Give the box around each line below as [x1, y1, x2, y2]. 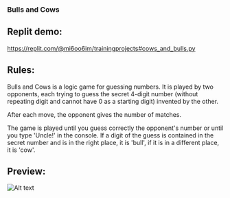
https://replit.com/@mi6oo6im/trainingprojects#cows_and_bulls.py [7, 44, 196, 52]
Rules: [7, 64, 35, 76]
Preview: [7, 165, 46, 177]
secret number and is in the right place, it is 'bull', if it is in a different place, [7, 138, 220, 146]
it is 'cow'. [7, 146, 36, 154]
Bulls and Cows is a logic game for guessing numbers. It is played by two [7, 82, 214, 91]
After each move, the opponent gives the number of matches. [7, 110, 182, 118]
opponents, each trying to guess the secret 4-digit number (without [7, 89, 198, 98]
